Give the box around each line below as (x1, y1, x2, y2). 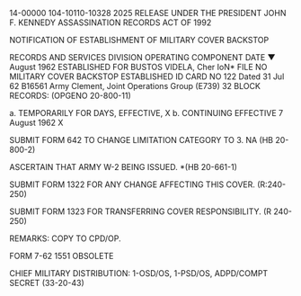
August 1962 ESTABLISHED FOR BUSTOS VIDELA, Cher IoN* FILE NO (9, 62, 268, 72)
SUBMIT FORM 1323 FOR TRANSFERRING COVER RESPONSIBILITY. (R (9, 206, 272, 217)
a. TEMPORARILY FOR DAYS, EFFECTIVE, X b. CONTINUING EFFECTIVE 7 (9, 108, 284, 118)
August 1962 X (9, 117, 64, 128)
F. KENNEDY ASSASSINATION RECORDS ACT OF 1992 (9, 17, 212, 28)
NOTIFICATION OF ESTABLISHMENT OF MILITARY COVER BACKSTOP (9, 35, 270, 45)
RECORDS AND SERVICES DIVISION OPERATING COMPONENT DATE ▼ (9, 52, 276, 62)
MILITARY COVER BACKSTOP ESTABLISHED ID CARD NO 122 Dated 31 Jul (9, 71, 285, 82)
